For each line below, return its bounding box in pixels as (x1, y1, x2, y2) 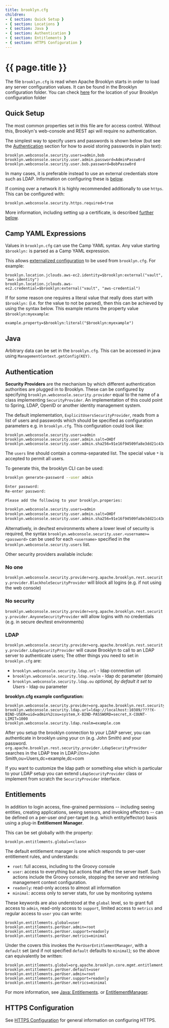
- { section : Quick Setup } (5, 17, 64, 22)
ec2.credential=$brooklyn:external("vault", (5, 286, 100, 291)
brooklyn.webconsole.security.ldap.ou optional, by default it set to (12, 678, 152, 684)
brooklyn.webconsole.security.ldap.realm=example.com (5, 720, 121, 725)
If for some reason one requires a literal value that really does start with (5, 295, 153, 301)
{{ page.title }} (5, 61, 67, 73)
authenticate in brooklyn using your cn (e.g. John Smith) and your (5, 735, 141, 741)
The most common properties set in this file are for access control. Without (5, 122, 161, 128)
